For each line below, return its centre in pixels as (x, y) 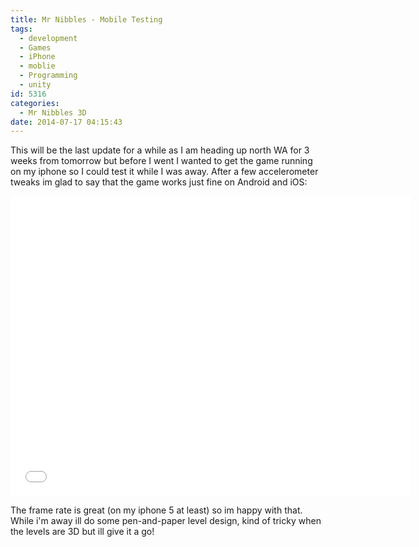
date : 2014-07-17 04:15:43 (66, 122)
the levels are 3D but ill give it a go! (82, 532)
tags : (21, 29)
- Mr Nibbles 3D (53, 112)
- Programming (48, 76)
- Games (35, 47)
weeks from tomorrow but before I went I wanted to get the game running (161, 161)
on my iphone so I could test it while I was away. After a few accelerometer (164, 172)
